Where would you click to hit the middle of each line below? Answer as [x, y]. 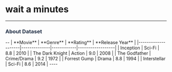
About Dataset [24, 31]
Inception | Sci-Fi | [140, 48]
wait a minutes [37, 9]
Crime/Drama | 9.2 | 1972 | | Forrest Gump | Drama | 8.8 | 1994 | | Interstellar [85, 59]
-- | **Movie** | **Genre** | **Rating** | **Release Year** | [71, 43]
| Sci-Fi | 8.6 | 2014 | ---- [31, 64]
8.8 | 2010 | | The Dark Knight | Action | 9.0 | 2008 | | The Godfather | [78, 53]
